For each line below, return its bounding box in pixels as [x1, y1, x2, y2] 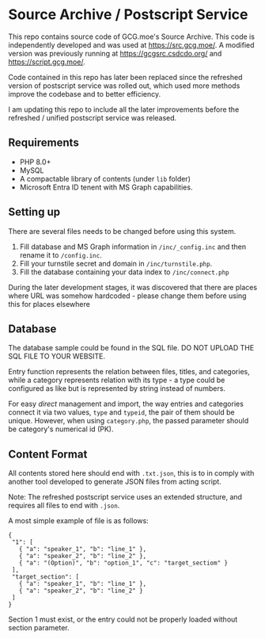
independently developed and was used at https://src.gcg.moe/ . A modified [8, 40, 255, 49]
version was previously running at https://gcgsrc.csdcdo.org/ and [8, 48, 222, 58]
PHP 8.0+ [19, 157, 51, 166]
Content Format [8, 447, 88, 461]
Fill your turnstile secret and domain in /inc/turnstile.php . [19, 258, 213, 268]
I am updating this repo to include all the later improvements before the [8, 105, 240, 114]
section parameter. [8, 623, 70, 633]
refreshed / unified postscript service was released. [8, 113, 177, 122]
